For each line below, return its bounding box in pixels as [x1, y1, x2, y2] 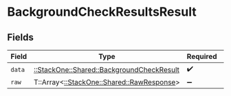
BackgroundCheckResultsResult [7, 4, 197, 20]
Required [186, 52, 218, 61]
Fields [7, 32, 34, 43]
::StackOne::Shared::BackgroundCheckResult [33, 64, 180, 74]
